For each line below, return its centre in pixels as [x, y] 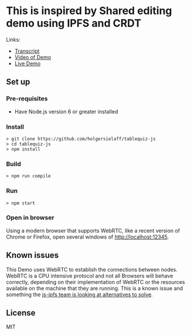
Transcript [27, 51]
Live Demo [28, 63]
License [21, 313]
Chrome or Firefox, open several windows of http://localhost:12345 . [88, 237]
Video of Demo [33, 57]
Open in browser [30, 217]
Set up [18, 82]
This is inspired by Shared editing [89, 11]
